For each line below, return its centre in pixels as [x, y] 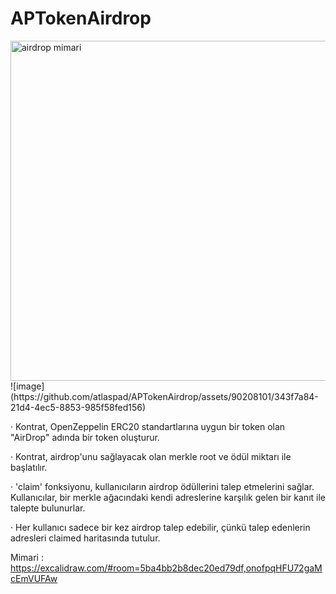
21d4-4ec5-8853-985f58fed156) [78, 407]
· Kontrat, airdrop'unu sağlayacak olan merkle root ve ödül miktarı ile [151, 456]
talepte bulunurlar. [48, 508]
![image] [27, 386]
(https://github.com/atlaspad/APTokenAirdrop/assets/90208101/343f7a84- [164, 396]
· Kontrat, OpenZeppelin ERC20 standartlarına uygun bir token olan [148, 426]
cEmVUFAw [34, 578]
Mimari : [27, 557]
